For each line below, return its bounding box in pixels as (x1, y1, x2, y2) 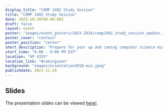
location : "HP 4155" (5, 54, 48, 59)
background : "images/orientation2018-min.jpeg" (5, 63, 106, 68)
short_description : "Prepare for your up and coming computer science (5, 45, 155, 50)
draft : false (5, 21, 32, 27)
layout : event (5, 26, 35, 31)
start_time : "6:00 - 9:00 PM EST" (5, 49, 77, 54)
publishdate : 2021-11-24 (5, 68, 57, 73)
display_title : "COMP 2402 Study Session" (5, 7, 95, 13)
